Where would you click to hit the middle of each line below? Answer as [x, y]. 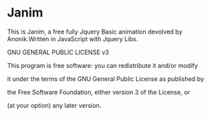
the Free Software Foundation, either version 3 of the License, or [99, 92]
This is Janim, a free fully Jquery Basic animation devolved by [95, 32]
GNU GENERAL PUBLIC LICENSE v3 [58, 52]
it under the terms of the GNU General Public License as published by [106, 79]
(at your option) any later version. [54, 105]
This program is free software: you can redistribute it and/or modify [102, 65]
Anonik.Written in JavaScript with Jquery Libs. [73, 38]
